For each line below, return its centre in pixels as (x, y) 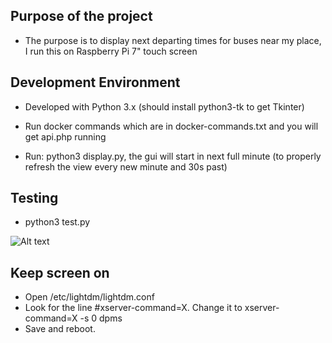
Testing (34, 198)
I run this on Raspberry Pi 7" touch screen (111, 51)
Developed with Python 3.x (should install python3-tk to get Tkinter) (164, 106)
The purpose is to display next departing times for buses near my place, (173, 40)
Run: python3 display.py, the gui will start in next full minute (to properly (173, 156)
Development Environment (95, 82)
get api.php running (65, 136)
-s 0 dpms (101, 318)
